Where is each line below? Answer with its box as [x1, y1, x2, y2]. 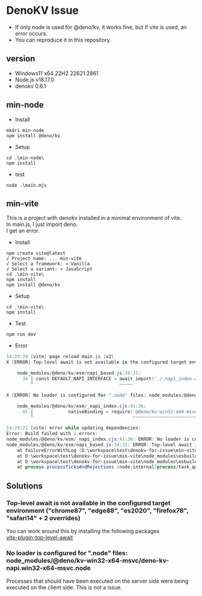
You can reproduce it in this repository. [14, 36, 111, 43]
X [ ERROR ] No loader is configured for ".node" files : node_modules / [6, 392, 185, 398]
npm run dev [6, 332, 36, 338]
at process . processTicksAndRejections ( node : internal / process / [17, 464, 179, 470]
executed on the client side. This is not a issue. [6, 584, 122, 591]
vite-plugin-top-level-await [6, 534, 73, 541]
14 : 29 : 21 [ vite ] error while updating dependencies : [6, 425, 141, 431]
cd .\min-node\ [6, 154, 44, 161]
